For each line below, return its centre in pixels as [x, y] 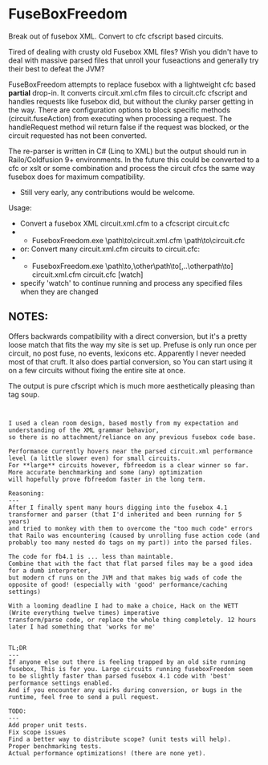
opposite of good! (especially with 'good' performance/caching [118, 584]
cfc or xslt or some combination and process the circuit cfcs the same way [132, 168]
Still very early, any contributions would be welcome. [107, 192]
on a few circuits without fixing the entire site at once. [97, 370]
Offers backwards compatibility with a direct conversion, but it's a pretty [128, 336]
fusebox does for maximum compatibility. [77, 177]
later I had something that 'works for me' [82, 627]
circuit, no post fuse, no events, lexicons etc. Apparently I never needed [127, 353]
